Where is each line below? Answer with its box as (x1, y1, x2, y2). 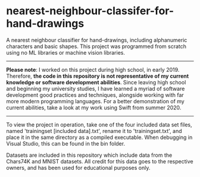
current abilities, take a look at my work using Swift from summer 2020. (6, 104, 182, 111)
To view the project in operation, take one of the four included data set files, (6, 121, 192, 128)
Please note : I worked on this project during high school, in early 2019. (6, 66, 180, 73)
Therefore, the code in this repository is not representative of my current (6, 72, 189, 80)
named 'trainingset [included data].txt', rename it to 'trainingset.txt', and (6, 127, 182, 134)
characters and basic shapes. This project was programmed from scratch (6, 43, 186, 50)
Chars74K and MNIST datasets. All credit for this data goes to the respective (6, 157, 193, 165)
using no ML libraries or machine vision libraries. (6, 49, 126, 56)
